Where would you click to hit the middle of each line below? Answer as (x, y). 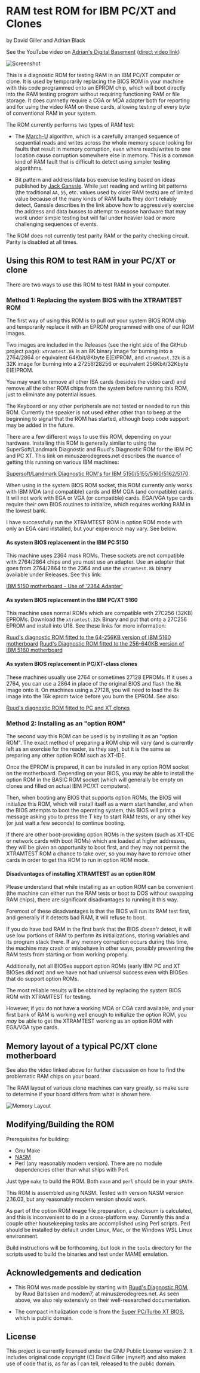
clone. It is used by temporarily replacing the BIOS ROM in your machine (95, 81)
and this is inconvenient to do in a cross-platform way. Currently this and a (98, 1217)
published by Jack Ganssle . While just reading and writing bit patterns (101, 186)
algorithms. (29, 168)
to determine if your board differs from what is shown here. (79, 1094)
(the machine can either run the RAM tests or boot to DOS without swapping (100, 893)
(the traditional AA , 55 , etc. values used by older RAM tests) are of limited (104, 192)
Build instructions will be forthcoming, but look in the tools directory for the (99, 1247)
